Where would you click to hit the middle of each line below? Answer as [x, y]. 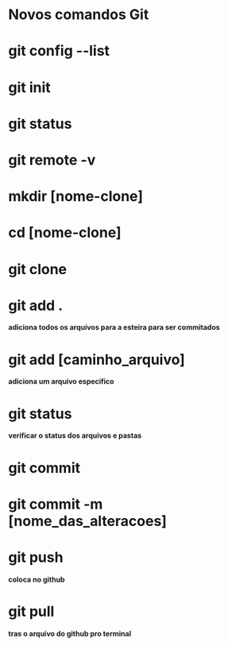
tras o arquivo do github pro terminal [70, 633]
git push [36, 557]
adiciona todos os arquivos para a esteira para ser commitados [114, 327]
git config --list [59, 51]
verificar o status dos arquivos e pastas [75, 435]
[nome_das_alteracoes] [87, 521]
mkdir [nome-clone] [75, 197]
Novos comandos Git [79, 15]
